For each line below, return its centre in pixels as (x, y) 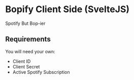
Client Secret (26, 66)
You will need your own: (30, 51)
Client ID (22, 61)
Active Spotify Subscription (41, 72)
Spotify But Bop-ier (25, 23)
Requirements (28, 39)
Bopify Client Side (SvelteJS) (68, 9)
